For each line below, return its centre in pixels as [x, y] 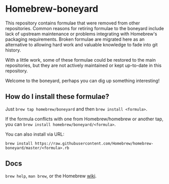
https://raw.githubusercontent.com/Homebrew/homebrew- [94, 143]
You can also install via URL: [35, 134]
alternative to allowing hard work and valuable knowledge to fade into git [81, 44]
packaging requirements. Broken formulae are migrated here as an [75, 39]
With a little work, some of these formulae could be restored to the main [81, 60]
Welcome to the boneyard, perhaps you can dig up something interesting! [82, 81]
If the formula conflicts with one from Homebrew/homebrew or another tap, [84, 119]
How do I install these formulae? [57, 97]
